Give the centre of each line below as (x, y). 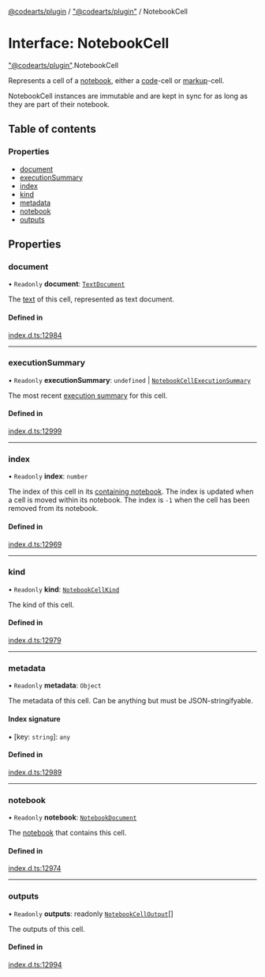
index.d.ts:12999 (35, 431)
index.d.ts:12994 (35, 964)
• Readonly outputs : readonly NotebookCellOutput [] (91, 914)
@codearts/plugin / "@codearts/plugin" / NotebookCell (98, 11)
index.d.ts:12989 (35, 772)
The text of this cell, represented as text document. (91, 299)
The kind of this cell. (41, 604)
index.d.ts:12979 (35, 641)
